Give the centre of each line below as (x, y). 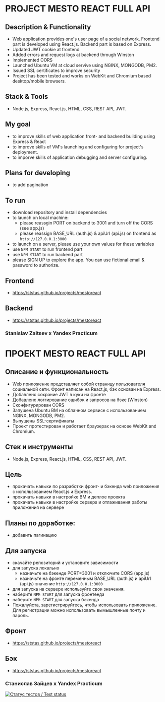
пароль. (21, 616)
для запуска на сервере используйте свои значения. (68, 589)
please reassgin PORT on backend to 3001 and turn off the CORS (86, 223)
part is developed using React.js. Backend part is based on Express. (82, 44)
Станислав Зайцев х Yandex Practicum (54, 683)
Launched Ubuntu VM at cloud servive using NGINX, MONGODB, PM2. (84, 65)
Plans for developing (38, 173)
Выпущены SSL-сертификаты (43, 421)
